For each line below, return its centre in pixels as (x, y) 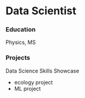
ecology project (33, 82)
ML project (27, 88)
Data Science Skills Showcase (42, 71)
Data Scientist (41, 11)
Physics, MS (21, 42)
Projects (18, 58)
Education (21, 30)
